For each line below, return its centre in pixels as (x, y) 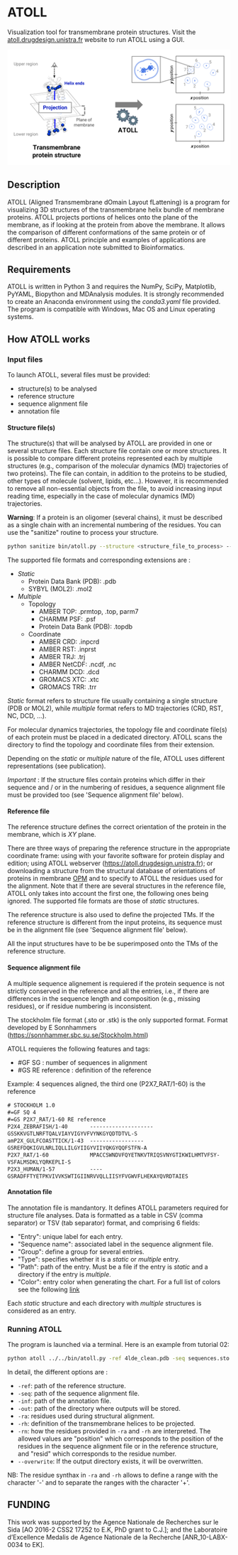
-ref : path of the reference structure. (72, 1385)
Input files (25, 359)
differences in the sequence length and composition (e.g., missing (104, 998)
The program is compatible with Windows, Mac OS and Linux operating (112, 309)
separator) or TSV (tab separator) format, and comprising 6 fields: (104, 1223)
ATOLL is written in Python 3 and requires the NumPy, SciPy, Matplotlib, (112, 287)
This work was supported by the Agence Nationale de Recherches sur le (113, 1522)
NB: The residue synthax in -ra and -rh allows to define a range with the (113, 1475)
